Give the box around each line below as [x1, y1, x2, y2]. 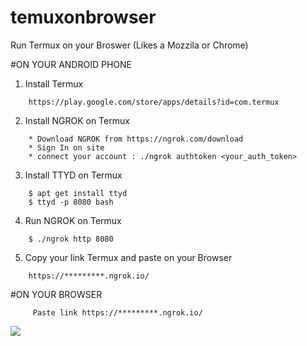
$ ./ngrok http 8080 [28, 234, 114, 244]
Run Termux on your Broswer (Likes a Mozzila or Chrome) [10, 39, 249, 51]
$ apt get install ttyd [28, 188, 128, 198]
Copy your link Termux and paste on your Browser [24, 251, 233, 263]
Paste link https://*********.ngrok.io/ [32, 307, 203, 318]
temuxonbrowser [10, 6, 157, 29]
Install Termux [24, 77, 84, 90]
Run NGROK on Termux [24, 214, 122, 226]
